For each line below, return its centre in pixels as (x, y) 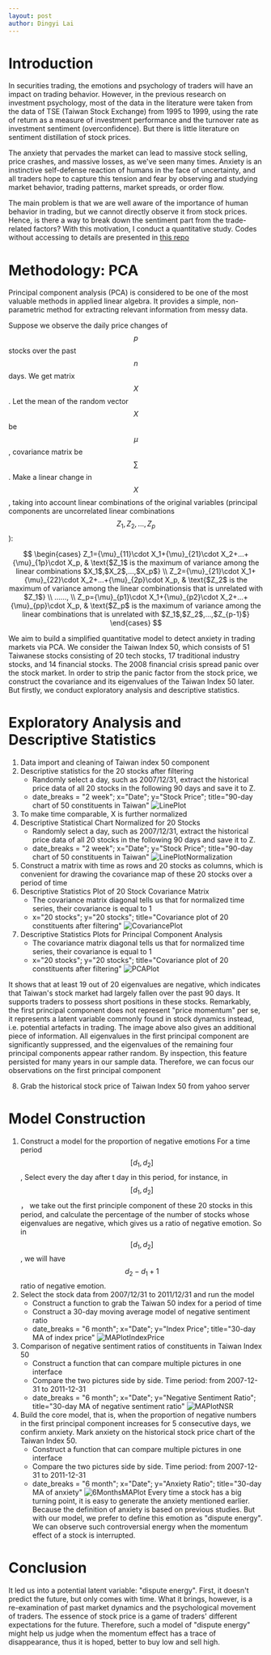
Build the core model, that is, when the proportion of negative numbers (138, 1415)
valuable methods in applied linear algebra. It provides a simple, (114, 301)
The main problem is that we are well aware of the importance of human (129, 203)
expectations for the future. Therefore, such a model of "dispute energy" (129, 1625)
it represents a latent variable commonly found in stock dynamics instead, (131, 1019)
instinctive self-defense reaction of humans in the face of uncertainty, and (132, 170)
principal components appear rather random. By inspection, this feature (128, 1054)
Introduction (51, 64)
